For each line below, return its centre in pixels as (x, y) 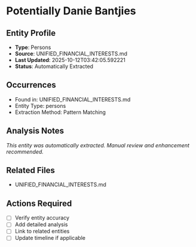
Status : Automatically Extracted (54, 66)
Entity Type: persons (40, 106)
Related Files (31, 170)
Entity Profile (31, 33)
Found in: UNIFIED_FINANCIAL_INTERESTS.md (73, 99)
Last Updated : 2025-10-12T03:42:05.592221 (70, 60)
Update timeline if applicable (50, 238)
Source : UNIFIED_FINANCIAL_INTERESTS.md (71, 54)
